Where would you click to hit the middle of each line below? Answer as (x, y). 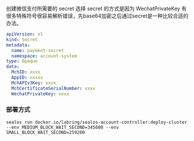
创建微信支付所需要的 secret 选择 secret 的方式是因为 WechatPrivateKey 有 (96, 8)
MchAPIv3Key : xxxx (34, 83)
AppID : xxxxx (27, 77)
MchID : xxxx (26, 72)
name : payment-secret (38, 50)
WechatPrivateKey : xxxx (40, 94)
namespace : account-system (44, 56)
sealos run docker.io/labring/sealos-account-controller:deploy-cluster (97, 122)
